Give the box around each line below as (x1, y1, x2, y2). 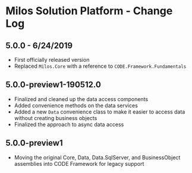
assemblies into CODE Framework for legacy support (14, 160, 144, 167)
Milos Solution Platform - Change (5, 4, 173, 18)
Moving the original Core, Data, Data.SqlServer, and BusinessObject (14, 153, 181, 161)
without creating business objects (14, 114, 97, 121)
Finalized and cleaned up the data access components (14, 95, 149, 102)
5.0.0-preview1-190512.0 (5, 80, 102, 90)
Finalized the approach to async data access (14, 121, 124, 128)
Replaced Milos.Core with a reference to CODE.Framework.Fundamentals (14, 62, 187, 70)
